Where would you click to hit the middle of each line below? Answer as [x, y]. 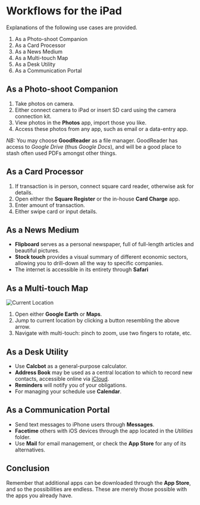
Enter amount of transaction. [50, 205]
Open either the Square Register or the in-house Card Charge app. [97, 199]
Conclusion [28, 468]
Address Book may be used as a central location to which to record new [104, 372]
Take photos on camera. [44, 103]
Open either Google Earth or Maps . [58, 314]
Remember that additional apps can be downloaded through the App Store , [99, 482]
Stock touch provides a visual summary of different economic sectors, [101, 257]
